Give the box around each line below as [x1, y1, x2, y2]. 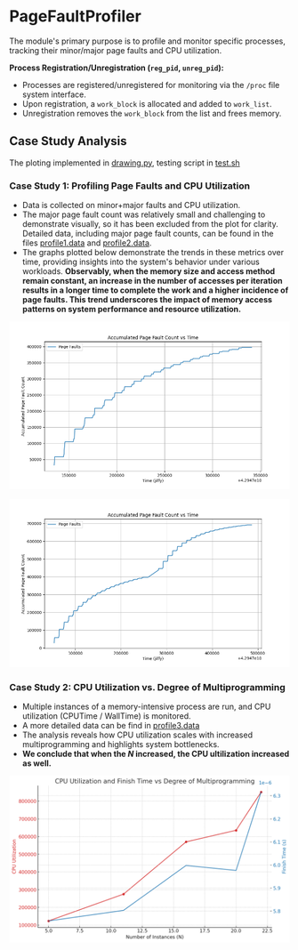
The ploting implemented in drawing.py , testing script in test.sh [9, 157, 240, 168]
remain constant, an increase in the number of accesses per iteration [21, 276, 283, 286]
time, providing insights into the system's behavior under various [21, 256, 260, 268]
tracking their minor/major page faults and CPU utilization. [9, 44, 222, 55]
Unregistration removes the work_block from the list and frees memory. [21, 108, 282, 118]
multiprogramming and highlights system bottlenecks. [21, 739, 220, 750]
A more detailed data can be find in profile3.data [21, 721, 200, 731]
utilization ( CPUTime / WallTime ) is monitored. [21, 711, 191, 721]
